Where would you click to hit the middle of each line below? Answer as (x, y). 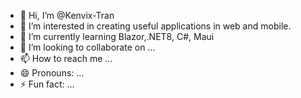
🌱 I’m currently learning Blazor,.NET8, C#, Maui (117, 36)
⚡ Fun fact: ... (47, 84)
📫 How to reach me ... (66, 58)
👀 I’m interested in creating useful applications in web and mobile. (155, 26)
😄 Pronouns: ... (52, 73)
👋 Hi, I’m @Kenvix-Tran (67, 15)
